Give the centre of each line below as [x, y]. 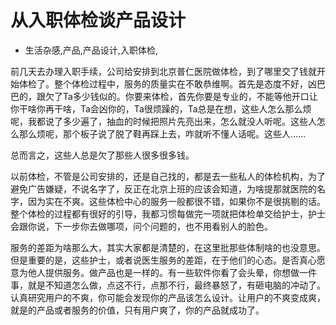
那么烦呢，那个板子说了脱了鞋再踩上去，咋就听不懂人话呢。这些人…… [162, 133]
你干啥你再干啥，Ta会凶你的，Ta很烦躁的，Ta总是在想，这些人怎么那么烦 [161, 108]
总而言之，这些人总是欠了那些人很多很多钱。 [102, 155]
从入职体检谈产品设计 [98, 20]
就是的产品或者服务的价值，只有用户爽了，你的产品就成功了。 [137, 310]
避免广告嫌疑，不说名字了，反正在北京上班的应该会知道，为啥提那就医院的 [163, 188]
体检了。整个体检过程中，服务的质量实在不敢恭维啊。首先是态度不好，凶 [167, 83]
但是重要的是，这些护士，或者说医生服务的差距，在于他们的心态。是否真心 [163, 260]
